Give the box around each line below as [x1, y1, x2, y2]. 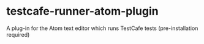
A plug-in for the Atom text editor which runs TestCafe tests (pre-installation [6, 24, 198, 32]
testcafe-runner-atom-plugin [6, 4, 159, 18]
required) [6, 31, 30, 38]
